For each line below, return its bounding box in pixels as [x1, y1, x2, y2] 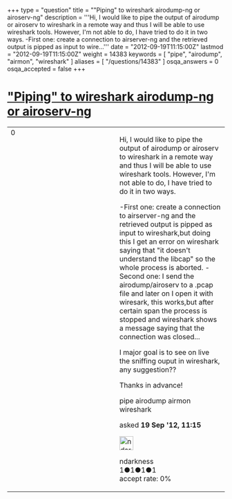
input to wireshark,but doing [119, 228, 211, 237]
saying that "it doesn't [119, 245, 191, 255]
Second [119, 271, 145, 281]
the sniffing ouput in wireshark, [119, 356, 220, 365]
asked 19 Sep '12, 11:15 [119, 420, 202, 430]
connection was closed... [119, 332, 200, 341]
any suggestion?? [119, 365, 177, 374]
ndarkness [119, 456, 154, 466]
